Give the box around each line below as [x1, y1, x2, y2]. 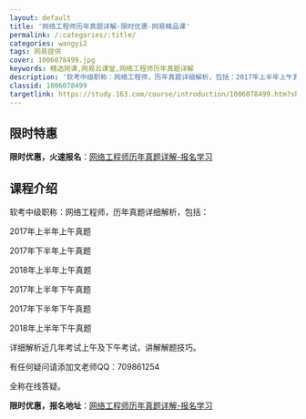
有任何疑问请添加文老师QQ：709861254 [9, 362, 160, 373]
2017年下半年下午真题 [9, 303, 91, 314]
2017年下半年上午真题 [9, 245, 91, 256]
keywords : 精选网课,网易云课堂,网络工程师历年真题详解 [9, 65, 194, 74]
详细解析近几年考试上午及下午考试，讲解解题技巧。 [9, 342, 201, 353]
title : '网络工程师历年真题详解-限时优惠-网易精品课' [9, 22, 190, 31]
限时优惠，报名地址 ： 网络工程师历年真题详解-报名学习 [9, 400, 213, 411]
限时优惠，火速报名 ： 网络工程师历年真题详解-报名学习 [9, 151, 213, 162]
